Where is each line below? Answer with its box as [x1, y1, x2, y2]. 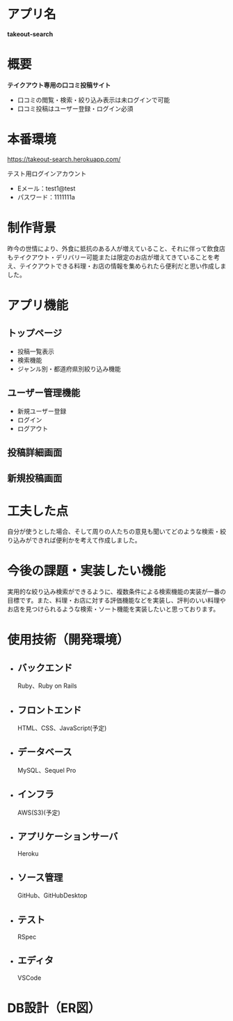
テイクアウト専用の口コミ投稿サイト [7, 81, 111, 89]
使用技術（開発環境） [7, 632, 124, 648]
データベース [17, 746, 72, 758]
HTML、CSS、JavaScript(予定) [17, 724, 107, 732]
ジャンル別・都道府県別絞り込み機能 [17, 364, 122, 373]
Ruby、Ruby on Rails [17, 681, 78, 690]
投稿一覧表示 [17, 347, 54, 356]
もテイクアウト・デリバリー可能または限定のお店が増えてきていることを [7, 252, 214, 262]
